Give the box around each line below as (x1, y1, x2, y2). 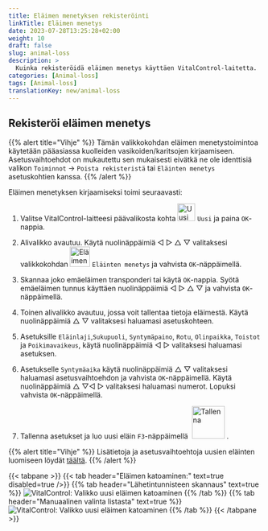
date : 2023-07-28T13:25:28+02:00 (8, 27, 121, 35)
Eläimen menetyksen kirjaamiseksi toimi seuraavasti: (8, 187, 183, 197)
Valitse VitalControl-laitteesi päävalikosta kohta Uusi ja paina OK (19, 214, 249, 224)
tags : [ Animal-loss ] (8, 79, 78, 87)
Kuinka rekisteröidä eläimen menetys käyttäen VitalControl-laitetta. (15, 64, 258, 72)
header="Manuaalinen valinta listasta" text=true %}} (8, 496, 183, 507)
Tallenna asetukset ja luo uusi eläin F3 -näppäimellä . (19, 431, 229, 441)
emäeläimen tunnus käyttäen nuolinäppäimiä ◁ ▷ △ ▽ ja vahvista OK (19, 283, 250, 294)
